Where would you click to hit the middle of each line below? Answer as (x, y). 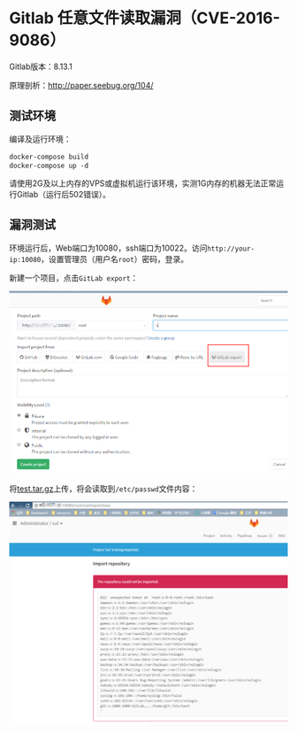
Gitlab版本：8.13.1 (41, 66)
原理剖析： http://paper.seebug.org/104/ (81, 85)
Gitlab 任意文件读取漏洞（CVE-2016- (145, 18)
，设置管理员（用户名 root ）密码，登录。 (114, 258)
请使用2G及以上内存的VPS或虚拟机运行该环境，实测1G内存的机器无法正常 (143, 183)
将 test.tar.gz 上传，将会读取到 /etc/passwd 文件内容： (103, 489)
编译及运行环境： (40, 139)
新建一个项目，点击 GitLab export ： (74, 278)
